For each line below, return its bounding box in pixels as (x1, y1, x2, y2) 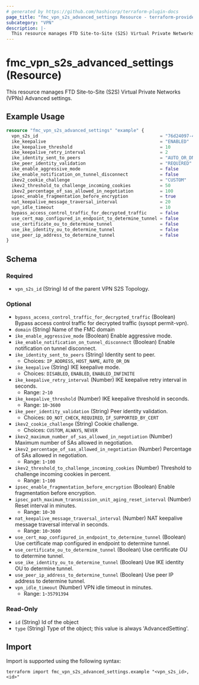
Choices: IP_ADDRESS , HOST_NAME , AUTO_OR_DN (23, 358, 130, 365)
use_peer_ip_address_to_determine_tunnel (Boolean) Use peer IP (14, 571, 174, 578)
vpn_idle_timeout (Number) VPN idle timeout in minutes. (14, 584, 153, 591)
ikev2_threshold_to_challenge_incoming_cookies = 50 (11, 182, 171, 188)
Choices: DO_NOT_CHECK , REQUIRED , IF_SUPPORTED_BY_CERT (23, 414, 159, 421)
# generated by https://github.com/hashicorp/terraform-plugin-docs (6, 8, 179, 15)
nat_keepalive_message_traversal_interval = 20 (11, 199, 171, 205)
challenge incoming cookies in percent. (14, 471, 111, 478)
